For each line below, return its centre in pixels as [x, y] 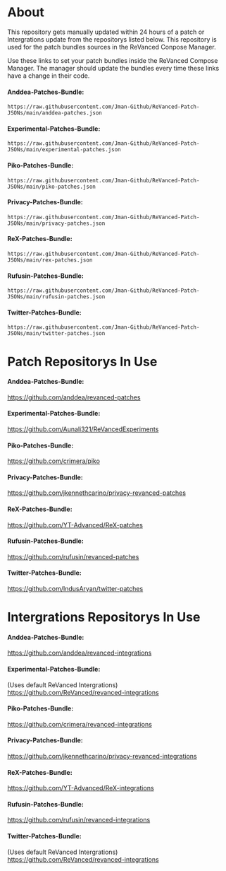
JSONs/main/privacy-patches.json [56, 223]
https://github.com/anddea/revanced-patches [74, 397]
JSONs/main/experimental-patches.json [64, 150]
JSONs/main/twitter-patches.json [56, 334]
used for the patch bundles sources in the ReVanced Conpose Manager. [112, 47]
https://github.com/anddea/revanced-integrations [80, 653]
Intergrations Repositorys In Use [104, 618]
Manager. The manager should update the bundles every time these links [113, 68]
